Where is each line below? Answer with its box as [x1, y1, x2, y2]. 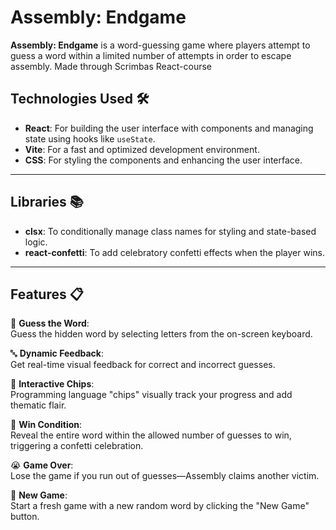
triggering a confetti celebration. [10, 440, 144, 452]
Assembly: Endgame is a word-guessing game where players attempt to [10, 39, 311, 51]
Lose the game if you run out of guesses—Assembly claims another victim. [10, 470, 320, 482]
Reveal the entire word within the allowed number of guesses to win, [10, 429, 292, 441]
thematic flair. [10, 399, 67, 411]
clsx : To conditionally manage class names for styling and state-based [24, 225, 317, 237]
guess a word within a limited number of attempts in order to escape [10, 49, 292, 61]
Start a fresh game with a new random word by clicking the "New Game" [10, 500, 310, 512]
